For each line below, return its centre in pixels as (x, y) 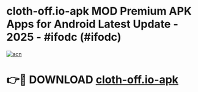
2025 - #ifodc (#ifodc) (64, 37)
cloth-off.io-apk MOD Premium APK (99, 11)
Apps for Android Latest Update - (92, 24)
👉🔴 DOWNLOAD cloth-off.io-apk (93, 80)
